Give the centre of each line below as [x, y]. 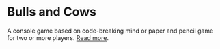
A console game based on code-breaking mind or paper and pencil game [110, 31]
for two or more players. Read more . [58, 37]
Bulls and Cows [52, 12]
